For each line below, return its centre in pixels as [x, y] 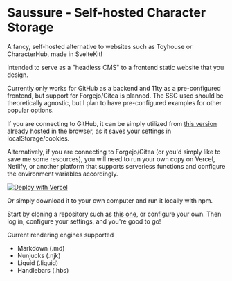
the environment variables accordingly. [63, 174]
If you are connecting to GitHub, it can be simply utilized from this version [112, 123]
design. [18, 75]
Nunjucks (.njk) [39, 255]
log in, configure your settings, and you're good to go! [84, 221]
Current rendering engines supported [61, 235]
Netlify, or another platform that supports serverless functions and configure [116, 166]
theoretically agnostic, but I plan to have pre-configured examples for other [115, 102]
